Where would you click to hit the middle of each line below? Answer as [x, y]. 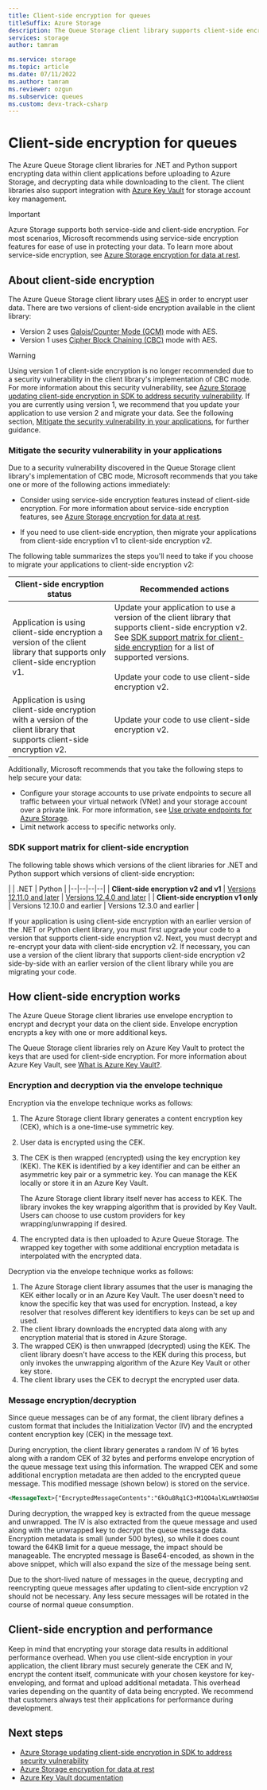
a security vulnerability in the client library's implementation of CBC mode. [130, 379]
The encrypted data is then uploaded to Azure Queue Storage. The [129, 1239]
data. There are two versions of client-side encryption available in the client [132, 308]
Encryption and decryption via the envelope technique [116, 1086]
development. [31, 1708]
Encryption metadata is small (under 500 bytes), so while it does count [124, 1538]
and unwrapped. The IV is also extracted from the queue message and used [133, 1521]
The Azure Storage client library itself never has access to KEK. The [131, 1198]
